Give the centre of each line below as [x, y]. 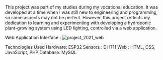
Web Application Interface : [33, 37]
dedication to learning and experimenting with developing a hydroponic [78, 23]
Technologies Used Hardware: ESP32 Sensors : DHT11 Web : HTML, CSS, [80, 47]
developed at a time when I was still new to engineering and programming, [81, 12]
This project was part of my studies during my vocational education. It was [81, 7]
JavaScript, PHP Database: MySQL [41, 52]
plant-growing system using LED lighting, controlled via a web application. [81, 28]
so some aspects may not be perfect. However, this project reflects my [78, 17]
